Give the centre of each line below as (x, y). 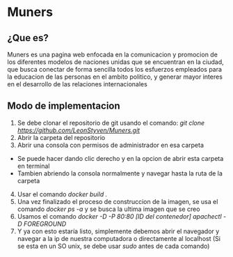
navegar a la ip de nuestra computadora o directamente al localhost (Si (119, 238)
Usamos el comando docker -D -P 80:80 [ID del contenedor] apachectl (119, 216)
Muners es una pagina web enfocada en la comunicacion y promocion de (112, 54)
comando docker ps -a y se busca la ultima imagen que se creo (109, 209)
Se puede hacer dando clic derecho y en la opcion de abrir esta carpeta (120, 158)
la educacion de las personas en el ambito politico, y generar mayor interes (115, 77)
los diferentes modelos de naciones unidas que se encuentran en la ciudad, (115, 62)
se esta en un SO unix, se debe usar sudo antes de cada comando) (113, 246)
